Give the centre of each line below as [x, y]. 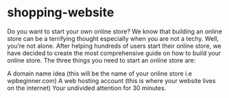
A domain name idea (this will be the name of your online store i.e [99, 73]
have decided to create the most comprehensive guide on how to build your [114, 53]
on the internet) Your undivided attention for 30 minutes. [87, 88]
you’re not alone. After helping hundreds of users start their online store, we [114, 46]
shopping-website [61, 13]
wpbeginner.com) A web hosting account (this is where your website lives [111, 80]
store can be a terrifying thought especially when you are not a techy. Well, [113, 38]
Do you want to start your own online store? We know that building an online [115, 31]
